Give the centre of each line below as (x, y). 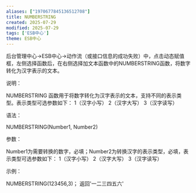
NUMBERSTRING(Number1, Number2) (52, 127)
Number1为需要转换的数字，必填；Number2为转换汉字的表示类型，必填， (95, 151)
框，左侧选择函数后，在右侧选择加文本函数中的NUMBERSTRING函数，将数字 (98, 63)
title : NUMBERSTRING (31, 17)
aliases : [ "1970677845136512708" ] (48, 11)
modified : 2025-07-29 (32, 28)
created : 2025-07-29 (31, 22)
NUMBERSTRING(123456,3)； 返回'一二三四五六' (65, 184)
